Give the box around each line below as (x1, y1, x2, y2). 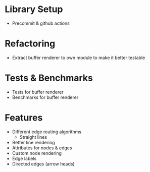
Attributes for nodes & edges (12, 145, 72, 151)
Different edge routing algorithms (12, 129, 82, 135)
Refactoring (5, 38, 56, 49)
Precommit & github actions (12, 20, 70, 26)
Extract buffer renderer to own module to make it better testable (12, 54, 145, 61)
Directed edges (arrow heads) (12, 160, 75, 167)
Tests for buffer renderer (12, 89, 64, 95)
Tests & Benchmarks (5, 72, 93, 84)
